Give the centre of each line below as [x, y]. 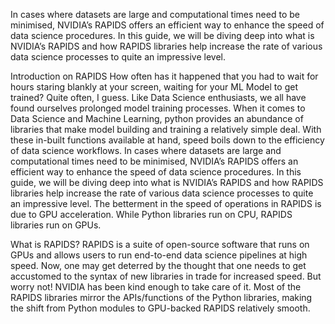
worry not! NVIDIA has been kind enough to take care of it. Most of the [156, 287]
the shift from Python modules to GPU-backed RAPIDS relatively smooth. [160, 308]
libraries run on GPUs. [56, 225]
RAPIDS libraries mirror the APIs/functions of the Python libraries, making [161, 297]
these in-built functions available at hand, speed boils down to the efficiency [167, 140]
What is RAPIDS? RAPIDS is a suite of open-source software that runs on [160, 244]
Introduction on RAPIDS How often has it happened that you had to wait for [164, 76]
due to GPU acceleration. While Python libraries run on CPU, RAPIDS [151, 214]
